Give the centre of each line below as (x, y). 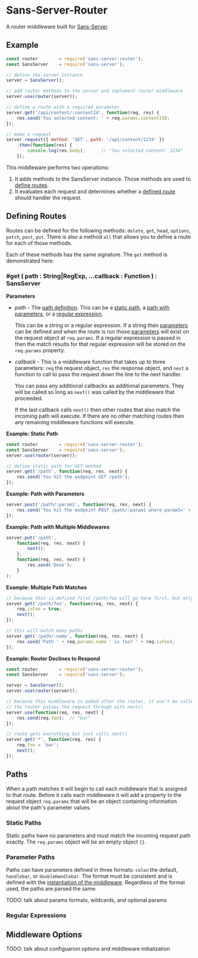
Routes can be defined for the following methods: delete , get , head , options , (98, 230)
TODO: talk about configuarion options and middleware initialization (88, 949)
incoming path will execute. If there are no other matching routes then (99, 416)
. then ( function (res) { (44, 145)
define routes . (32, 185)
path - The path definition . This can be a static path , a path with (92, 307)
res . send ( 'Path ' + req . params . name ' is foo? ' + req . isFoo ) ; (96, 642)
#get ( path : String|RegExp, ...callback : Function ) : (82, 276)
